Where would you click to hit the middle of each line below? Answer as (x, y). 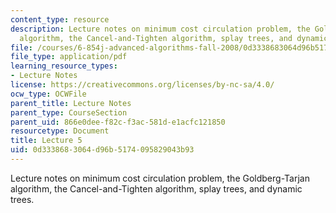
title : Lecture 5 (46, 141)
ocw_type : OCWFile (48, 94)
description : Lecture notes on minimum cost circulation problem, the (160, 29)
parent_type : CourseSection (69, 112)
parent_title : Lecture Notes (71, 103)
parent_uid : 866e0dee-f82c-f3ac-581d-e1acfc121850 (118, 122)
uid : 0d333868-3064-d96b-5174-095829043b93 (102, 150)
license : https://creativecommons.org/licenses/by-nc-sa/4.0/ (142, 85)
